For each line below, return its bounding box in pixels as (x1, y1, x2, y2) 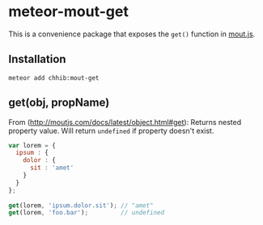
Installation (8, 52, 66, 66)
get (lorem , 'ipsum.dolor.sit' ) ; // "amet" (8, 201, 154, 210)
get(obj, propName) (8, 96, 110, 110)
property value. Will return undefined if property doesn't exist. (8, 126, 214, 135)
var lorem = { (8, 141, 57, 149)
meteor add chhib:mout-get (8, 73, 100, 82)
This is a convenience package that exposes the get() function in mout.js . (8, 29, 256, 39)
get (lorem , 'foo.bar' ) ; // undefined (8, 209, 164, 217)
